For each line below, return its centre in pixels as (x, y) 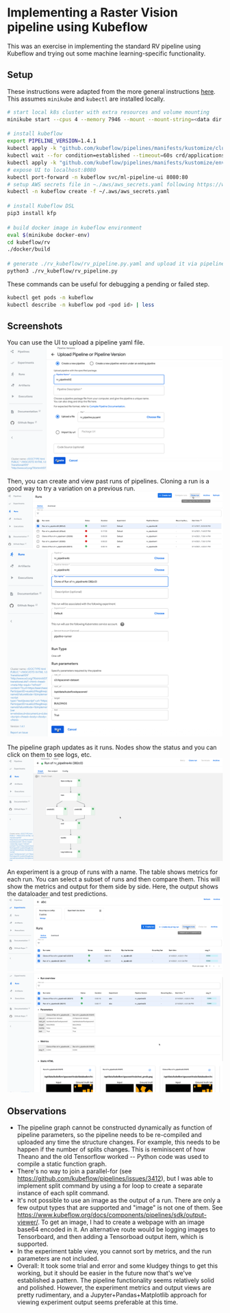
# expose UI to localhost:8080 (52, 170)
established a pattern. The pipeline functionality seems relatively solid (115, 1280)
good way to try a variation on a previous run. (71, 488)
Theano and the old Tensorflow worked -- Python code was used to (113, 1157)
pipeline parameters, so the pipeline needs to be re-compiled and (109, 1135)
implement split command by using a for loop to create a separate (110, 1186)
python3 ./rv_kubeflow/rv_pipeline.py (62, 271)
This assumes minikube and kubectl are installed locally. (86, 99)
